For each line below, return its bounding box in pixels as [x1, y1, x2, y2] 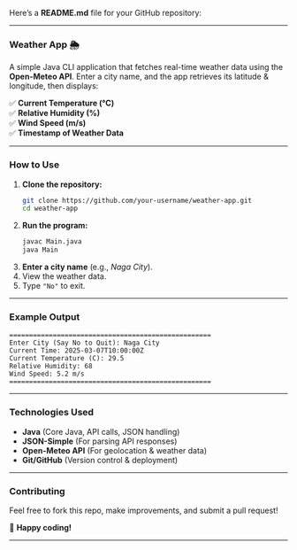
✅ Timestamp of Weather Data [9, 128, 124, 138]
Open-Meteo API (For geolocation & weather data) [21, 445, 208, 455]
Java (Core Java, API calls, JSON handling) [21, 426, 180, 437]
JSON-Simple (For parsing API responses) [21, 436, 178, 446]
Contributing [9, 484, 65, 497]
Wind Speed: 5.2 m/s [9, 369, 86, 379]
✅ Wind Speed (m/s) [9, 118, 87, 128]
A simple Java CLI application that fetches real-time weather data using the [9, 62, 284, 73]
